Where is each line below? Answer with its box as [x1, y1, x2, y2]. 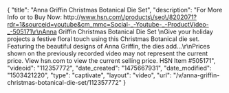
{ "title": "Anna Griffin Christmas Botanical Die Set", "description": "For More [7, 6, 223, 14]
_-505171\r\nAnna [7, 27, 57, 36]
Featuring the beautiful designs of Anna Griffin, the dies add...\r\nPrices [7, 42, 210, 50]
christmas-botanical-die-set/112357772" [7, 79, 122, 86]
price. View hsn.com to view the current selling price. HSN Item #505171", [7, 57, 216, 64]
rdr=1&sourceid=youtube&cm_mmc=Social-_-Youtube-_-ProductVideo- [7, 21, 209, 28]
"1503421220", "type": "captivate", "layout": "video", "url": [7, 71, 172, 79]
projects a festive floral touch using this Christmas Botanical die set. [7, 35, 200, 43]
